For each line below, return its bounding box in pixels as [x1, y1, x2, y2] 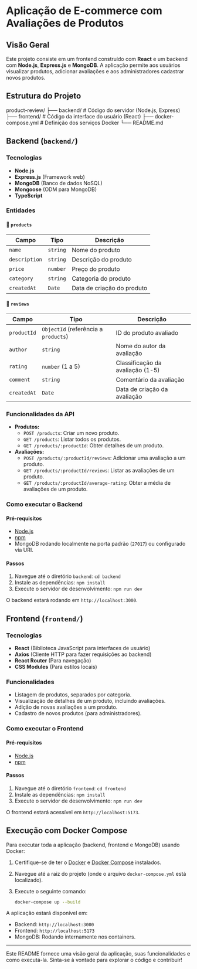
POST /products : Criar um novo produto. [23, 430, 120, 437]
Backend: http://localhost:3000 [14, 921, 94, 928]
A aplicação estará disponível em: [6, 910, 88, 917]
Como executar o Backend [6, 500, 83, 508]
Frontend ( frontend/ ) [6, 614, 83, 624]
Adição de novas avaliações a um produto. [14, 703, 118, 710]
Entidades [6, 206, 36, 215]
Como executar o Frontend [6, 725, 84, 733]
